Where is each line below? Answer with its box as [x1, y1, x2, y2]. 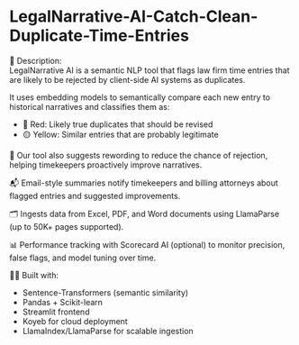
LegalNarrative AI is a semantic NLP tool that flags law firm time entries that [9, 65, 290, 76]
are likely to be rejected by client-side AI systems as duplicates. [9, 74, 246, 85]
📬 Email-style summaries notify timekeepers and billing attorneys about [9, 177, 279, 188]
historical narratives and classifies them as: [9, 101, 170, 112]
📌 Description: [9, 55, 62, 66]
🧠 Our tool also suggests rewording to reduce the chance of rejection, [9, 150, 268, 160]
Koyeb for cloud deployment [22, 315, 128, 326]
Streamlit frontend [22, 306, 90, 317]
